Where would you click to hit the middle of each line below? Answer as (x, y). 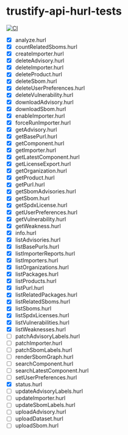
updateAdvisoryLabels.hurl (49, 391)
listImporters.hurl (37, 260)
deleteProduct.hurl (38, 74)
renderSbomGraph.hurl (44, 357)
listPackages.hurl (37, 274)
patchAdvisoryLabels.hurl (48, 336)
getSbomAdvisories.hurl (45, 192)
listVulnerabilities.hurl (42, 322)
